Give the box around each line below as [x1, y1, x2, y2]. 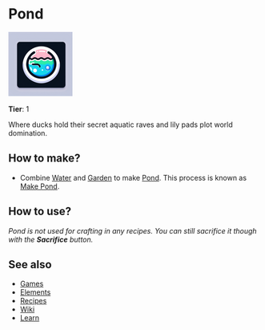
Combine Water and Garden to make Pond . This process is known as [19, 173, 247, 182]
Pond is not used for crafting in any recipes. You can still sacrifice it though [8, 226, 258, 235]
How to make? [8, 152, 81, 165]
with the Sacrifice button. [8, 234, 94, 244]
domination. [8, 128, 48, 137]
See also [8, 258, 52, 271]
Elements [19, 287, 51, 297]
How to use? [8, 205, 72, 218]
